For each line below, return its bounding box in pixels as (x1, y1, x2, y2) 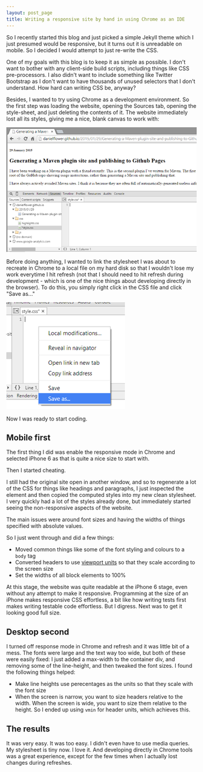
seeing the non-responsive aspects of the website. (6, 504, 133, 511)
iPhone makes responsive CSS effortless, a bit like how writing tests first (6, 596, 187, 604)
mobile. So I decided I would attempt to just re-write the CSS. (6, 46, 159, 54)
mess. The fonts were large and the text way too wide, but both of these (6, 649, 186, 657)
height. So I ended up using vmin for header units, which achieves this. (14, 706, 190, 713)
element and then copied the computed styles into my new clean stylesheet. (6, 491, 196, 499)
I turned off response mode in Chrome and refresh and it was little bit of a (6, 643, 189, 650)
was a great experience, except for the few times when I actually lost (6, 752, 178, 760)
